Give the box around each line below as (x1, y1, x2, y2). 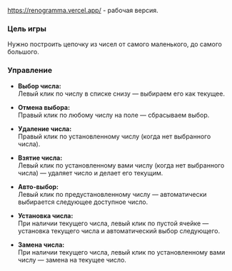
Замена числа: (17, 240, 65, 249)
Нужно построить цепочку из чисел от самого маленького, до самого (7, 40, 223, 48)
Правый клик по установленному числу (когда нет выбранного (17, 132, 211, 140)
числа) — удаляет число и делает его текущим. (17, 168, 163, 177)
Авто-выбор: (17, 182, 59, 191)
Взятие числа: (17, 153, 63, 162)
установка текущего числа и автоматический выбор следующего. (17, 226, 220, 235)
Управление (7, 66, 52, 76)
